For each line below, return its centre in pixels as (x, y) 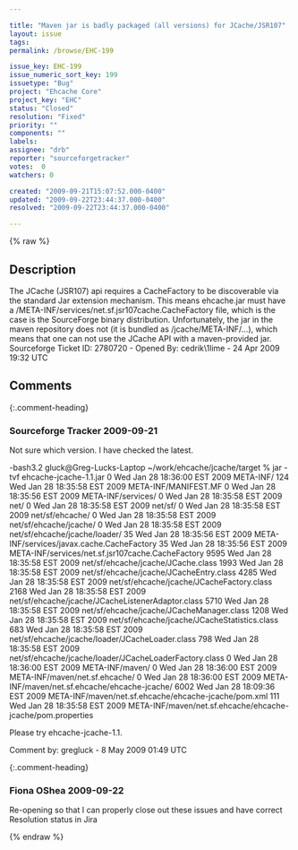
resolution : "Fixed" (48, 117)
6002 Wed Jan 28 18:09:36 (225, 687)
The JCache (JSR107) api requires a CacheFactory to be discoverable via (144, 291)
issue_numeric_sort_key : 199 (64, 75)
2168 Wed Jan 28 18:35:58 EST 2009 (77, 592)
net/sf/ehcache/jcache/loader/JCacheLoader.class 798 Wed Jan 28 (134, 639)
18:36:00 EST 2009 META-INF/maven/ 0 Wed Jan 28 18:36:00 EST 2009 (143, 668)
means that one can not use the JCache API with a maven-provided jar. (140, 338)
